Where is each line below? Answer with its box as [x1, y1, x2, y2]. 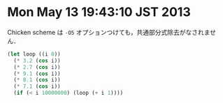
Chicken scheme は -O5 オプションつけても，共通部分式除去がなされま [7, 28, 210, 36]
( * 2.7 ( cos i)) [13, 63, 61, 70]
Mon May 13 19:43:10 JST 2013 [7, 4, 191, 20]
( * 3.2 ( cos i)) [13, 57, 61, 64]
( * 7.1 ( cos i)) [13, 83, 61, 90]
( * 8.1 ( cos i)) [13, 77, 61, 84]
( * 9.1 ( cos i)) [13, 70, 61, 77]
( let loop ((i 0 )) [7, 50, 61, 58]
